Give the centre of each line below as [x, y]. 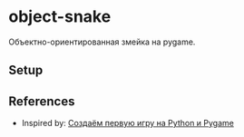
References [42, 101]
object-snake [60, 17]
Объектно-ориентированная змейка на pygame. [102, 42]
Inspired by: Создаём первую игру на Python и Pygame [128, 123]
